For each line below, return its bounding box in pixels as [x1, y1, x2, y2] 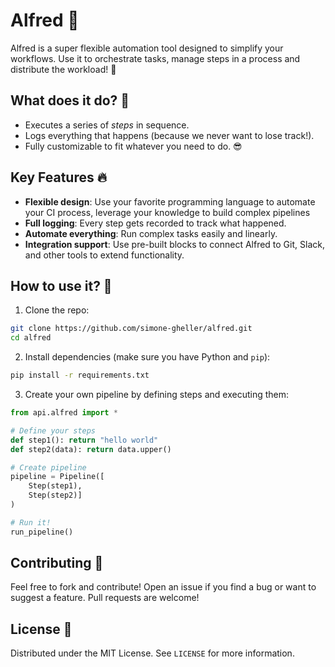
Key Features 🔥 [10, 169, 108, 186]
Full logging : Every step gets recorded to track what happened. [24, 217, 287, 229]
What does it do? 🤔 [10, 92, 130, 109]
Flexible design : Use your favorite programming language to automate [24, 195, 316, 208]
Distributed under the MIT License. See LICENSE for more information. [10, 647, 295, 659]
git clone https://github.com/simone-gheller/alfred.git [10, 324, 253, 334]
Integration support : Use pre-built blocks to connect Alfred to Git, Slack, [24, 238, 325, 250]
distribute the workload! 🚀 [10, 63, 117, 75]
